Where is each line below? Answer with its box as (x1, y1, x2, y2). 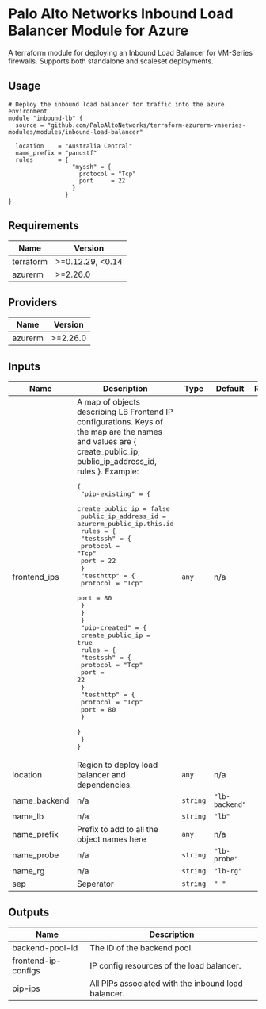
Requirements (8, 219, 79, 232)
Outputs (8, 905, 50, 919)
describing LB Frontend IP (76, 406, 173, 417)
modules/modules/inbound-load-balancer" (8, 128, 144, 136)
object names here (76, 834, 146, 845)
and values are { (76, 436, 137, 447)
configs (12, 965, 41, 976)
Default (215, 383, 245, 394)
